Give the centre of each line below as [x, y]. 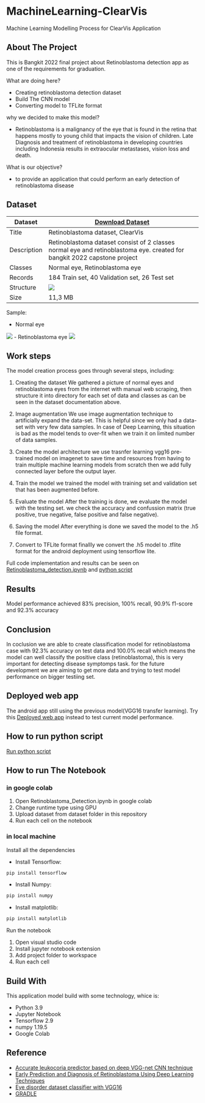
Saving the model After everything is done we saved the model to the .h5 [107, 526]
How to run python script [55, 737]
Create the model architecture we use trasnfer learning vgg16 [92, 452]
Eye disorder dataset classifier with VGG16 [69, 1087]
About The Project [42, 47]
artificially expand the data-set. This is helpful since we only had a [98, 421]
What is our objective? [34, 167]
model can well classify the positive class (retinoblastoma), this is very [95, 657]
